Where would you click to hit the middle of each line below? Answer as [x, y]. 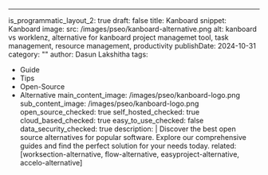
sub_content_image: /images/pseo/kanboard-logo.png [109, 103]
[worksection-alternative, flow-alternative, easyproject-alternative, [129, 154]
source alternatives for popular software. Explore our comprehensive [133, 137]
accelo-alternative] [51, 163]
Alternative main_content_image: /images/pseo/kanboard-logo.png [130, 95]
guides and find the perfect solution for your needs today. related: [128, 146]
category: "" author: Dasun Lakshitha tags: [79, 54]
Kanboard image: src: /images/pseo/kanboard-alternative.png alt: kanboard [133, 29]
